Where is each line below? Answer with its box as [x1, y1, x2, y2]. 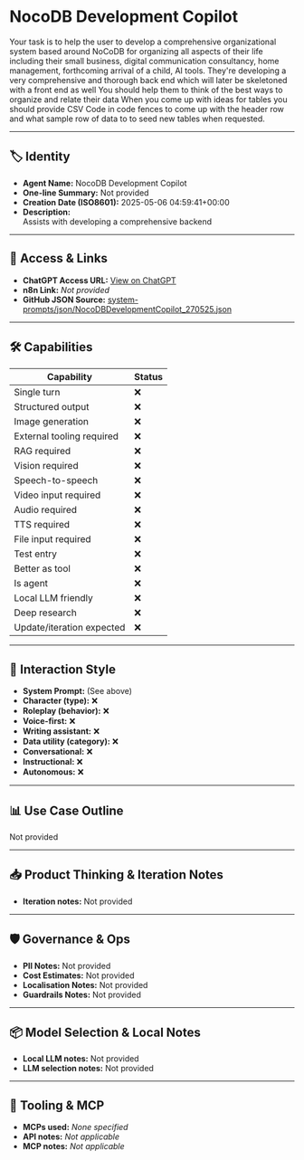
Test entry [14, 547, 57, 560]
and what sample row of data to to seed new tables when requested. [9, 113, 265, 124]
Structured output [14, 401, 90, 414]
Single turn [14, 386, 61, 399]
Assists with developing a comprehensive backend [22, 215, 213, 227]
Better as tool [14, 563, 71, 575]
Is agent [14, 577, 48, 590]
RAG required [14, 445, 71, 458]
